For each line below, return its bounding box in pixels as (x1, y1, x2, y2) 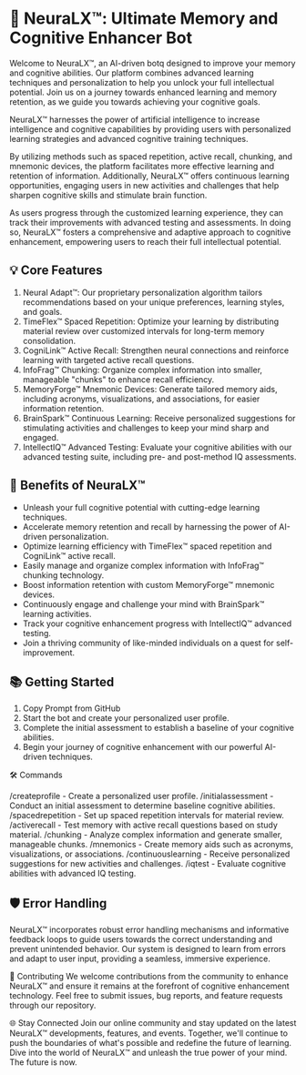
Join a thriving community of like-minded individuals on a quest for (22, 637, 275, 648)
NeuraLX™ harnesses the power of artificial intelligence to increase (9, 114, 260, 125)
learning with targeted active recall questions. (22, 354, 195, 365)
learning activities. (22, 608, 92, 619)
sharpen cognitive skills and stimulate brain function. (9, 189, 208, 200)
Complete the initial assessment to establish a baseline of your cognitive (22, 723, 294, 734)
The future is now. (9, 1057, 77, 1068)
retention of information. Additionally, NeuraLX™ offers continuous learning (9, 170, 290, 181)
